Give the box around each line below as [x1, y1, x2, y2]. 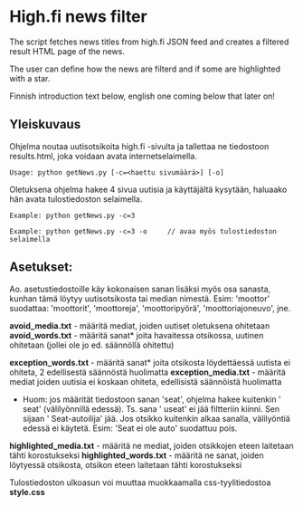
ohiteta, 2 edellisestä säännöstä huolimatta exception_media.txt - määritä [9, 367, 287, 377]
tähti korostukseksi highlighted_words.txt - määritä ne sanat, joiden [9, 450, 264, 461]
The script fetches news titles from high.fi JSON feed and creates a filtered [9, 36, 289, 47]
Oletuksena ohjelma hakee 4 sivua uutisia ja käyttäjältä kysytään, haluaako [9, 184, 288, 195]
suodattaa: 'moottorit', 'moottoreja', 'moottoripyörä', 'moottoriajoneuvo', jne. [9, 302, 291, 313]
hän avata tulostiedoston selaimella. [9, 193, 143, 205]
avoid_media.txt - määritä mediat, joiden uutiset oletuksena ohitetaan [9, 320, 270, 331]
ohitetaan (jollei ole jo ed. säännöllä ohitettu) [9, 339, 175, 350]
